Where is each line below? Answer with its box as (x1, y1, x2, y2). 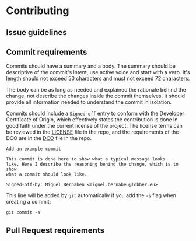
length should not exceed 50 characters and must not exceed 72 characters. (6, 75, 190, 82)
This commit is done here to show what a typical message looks (6, 156, 166, 162)
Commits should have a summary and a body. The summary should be (6, 62, 176, 69)
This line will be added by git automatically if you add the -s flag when (6, 192, 177, 199)
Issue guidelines (6, 27, 67, 37)
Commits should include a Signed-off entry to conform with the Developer (6, 110, 185, 117)
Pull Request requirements (6, 225, 105, 235)
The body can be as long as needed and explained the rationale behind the (6, 86, 187, 93)
